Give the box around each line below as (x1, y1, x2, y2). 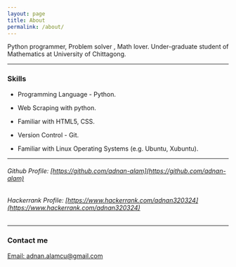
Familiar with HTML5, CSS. (17, 117, 95, 125)
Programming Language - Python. (17, 90, 117, 98)
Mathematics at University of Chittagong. (7, 50, 126, 58)
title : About (7, 17, 46, 24)
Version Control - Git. (17, 130, 79, 139)
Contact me (7, 235, 48, 245)
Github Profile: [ (7, 167, 53, 175)
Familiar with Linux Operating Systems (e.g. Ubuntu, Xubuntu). (17, 144, 199, 153)
